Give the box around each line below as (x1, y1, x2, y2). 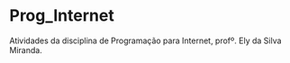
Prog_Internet (9, 5, 114, 26)
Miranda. (9, 44, 42, 55)
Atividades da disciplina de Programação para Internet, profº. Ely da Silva (9, 35, 282, 46)
